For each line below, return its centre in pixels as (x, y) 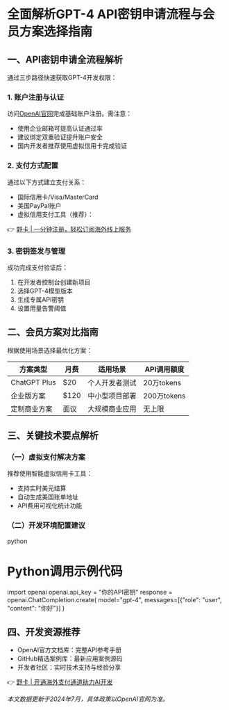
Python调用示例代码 (65, 571)
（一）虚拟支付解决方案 (46, 458)
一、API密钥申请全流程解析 (65, 59)
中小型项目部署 (112, 396)
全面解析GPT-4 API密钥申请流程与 (105, 14)
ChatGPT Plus (34, 382)
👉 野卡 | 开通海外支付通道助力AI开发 (60, 682)
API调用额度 (164, 369)
